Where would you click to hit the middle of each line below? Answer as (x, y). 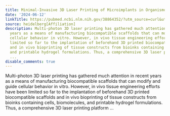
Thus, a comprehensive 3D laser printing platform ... (59, 108)
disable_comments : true (30, 62)
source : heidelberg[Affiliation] (40, 24)
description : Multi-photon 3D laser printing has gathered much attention (86, 29)
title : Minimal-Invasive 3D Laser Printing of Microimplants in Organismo (86, 10)
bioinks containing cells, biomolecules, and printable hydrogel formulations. (84, 103)
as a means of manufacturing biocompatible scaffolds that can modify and (83, 81)
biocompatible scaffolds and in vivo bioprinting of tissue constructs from (81, 97)
